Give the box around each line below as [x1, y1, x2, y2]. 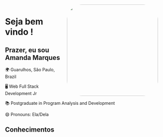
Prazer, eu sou [5, 46, 49, 54]
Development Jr [5, 91, 37, 96]
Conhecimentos [5, 126, 54, 134]
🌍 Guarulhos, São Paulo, [5, 67, 55, 72]
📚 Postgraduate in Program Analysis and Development [5, 100, 115, 106]
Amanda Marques [5, 53, 60, 62]
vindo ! [5, 26, 33, 38]
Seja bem [5, 16, 44, 27]
